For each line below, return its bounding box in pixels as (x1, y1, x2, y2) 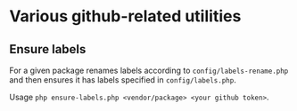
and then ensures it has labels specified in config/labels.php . (9, 75, 236, 85)
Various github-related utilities (9, 6, 242, 27)
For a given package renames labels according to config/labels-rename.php (9, 65, 289, 75)
